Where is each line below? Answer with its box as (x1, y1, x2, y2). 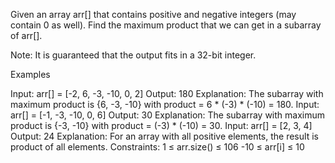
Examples (10, 69, 51, 80)
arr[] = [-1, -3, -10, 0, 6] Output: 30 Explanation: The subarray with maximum (10, 109, 326, 121)
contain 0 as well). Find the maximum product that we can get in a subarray (10, 19, 322, 31)
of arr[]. (10, 30, 43, 41)
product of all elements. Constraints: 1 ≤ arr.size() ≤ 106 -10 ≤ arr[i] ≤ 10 (10, 141, 305, 153)
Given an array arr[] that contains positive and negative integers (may (10, 9, 297, 20)
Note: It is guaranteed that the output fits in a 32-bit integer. (10, 49, 257, 61)
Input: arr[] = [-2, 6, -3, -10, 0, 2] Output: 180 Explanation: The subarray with (10, 88, 324, 99)
